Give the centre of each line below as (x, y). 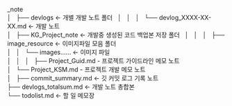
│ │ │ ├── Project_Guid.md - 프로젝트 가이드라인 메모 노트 (93, 61)
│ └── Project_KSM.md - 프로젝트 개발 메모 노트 (76, 69)
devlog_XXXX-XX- (185, 17)
